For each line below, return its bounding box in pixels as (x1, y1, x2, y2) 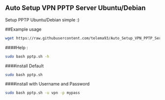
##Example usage (5, 26, 42, 32)
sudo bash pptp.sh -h (5, 54, 50, 59)
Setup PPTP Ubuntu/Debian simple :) (5, 17, 80, 22)
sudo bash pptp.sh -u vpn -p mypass (5, 90, 80, 96)
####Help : (5, 44, 28, 50)
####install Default (5, 63, 44, 69)
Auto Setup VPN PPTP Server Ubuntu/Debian (5, 4, 146, 12)
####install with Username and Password (5, 81, 90, 87)
